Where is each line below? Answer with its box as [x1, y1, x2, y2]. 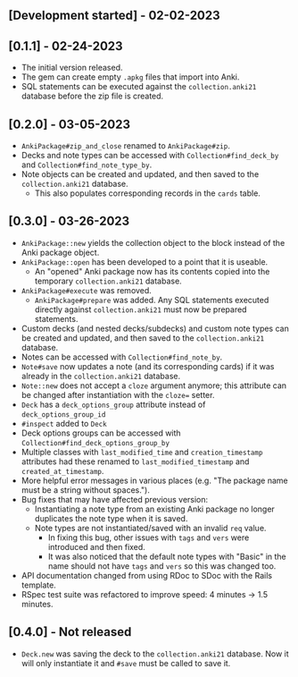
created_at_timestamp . [21, 465, 104, 476]
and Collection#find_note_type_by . [21, 159, 153, 170]
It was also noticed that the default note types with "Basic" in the [47, 551, 286, 562]
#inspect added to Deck [21, 418, 108, 428]
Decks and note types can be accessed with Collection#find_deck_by [21, 150, 279, 161]
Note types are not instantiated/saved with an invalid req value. [34, 522, 267, 533]
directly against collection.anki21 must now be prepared [34, 304, 247, 315]
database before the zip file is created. [21, 90, 164, 102]
